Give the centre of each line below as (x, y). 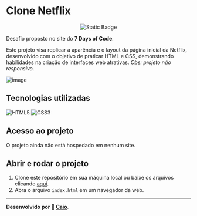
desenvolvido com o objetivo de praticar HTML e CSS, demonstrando (90, 56)
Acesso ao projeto (40, 131)
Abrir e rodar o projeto (47, 163)
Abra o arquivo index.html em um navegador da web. (79, 190)
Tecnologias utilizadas (48, 98)
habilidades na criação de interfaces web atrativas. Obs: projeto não (89, 62)
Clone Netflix (39, 11)
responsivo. (20, 68)
